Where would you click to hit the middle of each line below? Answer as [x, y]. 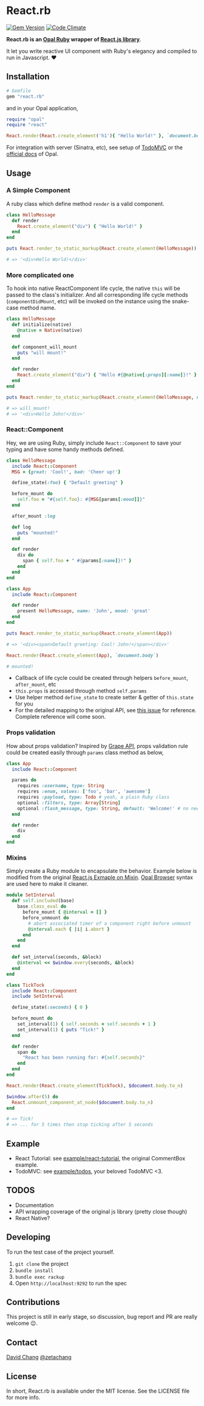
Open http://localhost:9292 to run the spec [71, 1283]
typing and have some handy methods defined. [65, 449]
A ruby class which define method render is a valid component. [85, 203]
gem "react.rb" [25, 96]
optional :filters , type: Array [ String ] [69, 803]
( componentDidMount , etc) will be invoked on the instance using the [89, 302]
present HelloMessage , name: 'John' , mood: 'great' [84, 611]
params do [24, 780]
